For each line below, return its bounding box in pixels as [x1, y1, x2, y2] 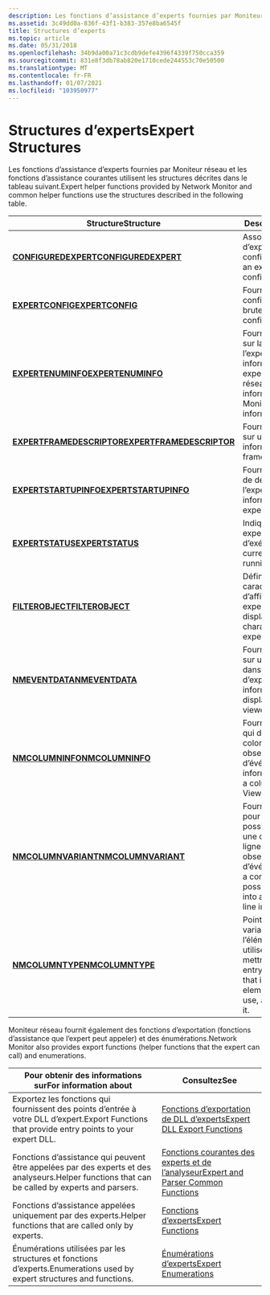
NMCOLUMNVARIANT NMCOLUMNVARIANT [12, 851, 186, 862]
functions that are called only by [12, 1220, 134, 1232]
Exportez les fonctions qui [12, 1093, 111, 1105]
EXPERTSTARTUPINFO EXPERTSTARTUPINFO [12, 484, 190, 496]
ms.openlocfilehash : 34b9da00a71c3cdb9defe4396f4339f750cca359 [8, 49, 225, 57]
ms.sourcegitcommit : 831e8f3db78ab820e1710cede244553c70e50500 [8, 57, 225, 65]
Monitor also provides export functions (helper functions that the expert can [8, 1042, 260, 1052]
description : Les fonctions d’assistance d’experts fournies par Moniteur [8, 11, 264, 20]
